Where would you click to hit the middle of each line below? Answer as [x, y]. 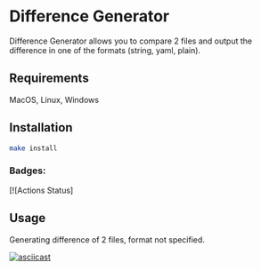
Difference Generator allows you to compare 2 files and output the [130, 41]
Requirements [49, 79]
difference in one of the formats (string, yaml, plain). [105, 50]
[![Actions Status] [41, 190]
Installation [41, 127]
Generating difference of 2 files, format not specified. [107, 239]
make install [33, 148]
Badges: [28, 171]
